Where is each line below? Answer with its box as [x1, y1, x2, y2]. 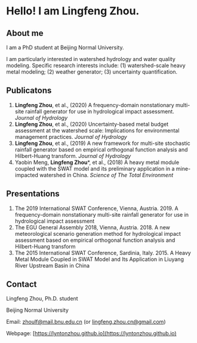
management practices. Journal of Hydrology [14, 133, 127, 140]
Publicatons [6, 86, 52, 96]
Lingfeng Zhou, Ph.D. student [6, 295, 79, 302]
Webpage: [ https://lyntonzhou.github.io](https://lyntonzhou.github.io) [6, 330, 177, 337]
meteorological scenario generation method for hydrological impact [14, 230, 181, 237]
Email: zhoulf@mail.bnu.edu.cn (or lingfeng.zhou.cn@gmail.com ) [6, 318, 166, 326]
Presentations [6, 189, 60, 199]
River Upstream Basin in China [14, 262, 90, 269]
